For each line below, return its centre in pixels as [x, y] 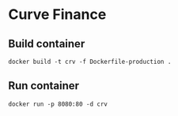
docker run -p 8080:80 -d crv [58, 104]
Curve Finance [57, 15]
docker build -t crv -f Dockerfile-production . [90, 62]
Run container [44, 86]
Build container [47, 44]
